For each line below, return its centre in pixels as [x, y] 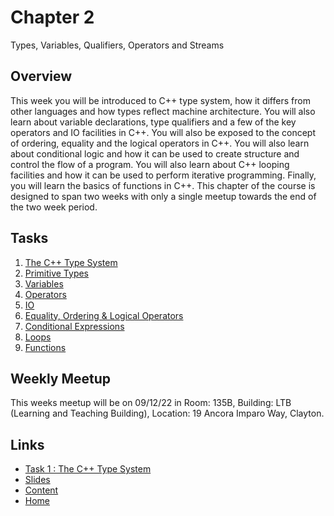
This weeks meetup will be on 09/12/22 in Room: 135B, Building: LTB [151, 403]
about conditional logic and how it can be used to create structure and [155, 153]
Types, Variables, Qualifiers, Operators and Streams [117, 45]
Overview [41, 76]
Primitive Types [57, 273]
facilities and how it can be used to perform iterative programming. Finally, [163, 175]
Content [41, 490]
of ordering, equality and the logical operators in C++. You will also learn [160, 143]
